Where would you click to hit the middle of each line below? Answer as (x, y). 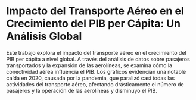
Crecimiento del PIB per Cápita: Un (94, 24)
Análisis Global (44, 36)
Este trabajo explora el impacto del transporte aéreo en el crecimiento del (96, 52)
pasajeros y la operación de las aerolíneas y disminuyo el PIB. (82, 90)
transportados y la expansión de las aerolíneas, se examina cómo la (89, 65)
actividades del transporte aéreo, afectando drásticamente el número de (95, 84)
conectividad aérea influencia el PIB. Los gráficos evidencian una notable (96, 71)
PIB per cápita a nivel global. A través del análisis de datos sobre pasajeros (98, 59)
